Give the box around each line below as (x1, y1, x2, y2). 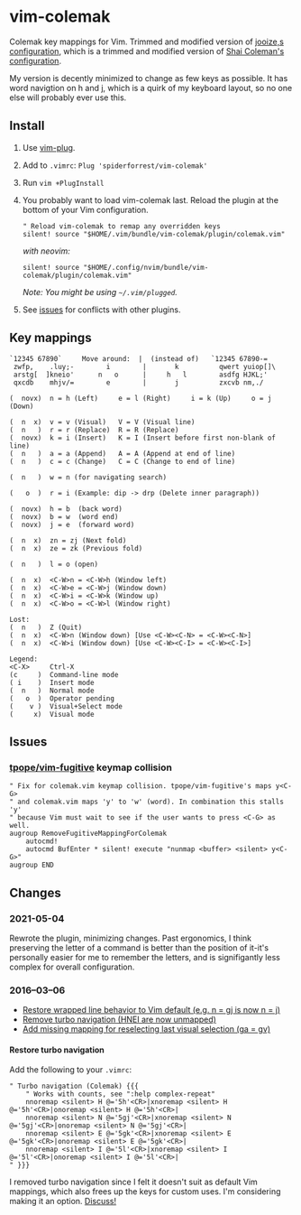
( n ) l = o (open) (9, 560, 99, 569)
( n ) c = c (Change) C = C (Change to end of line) (9, 457, 236, 466)
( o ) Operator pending (9, 693, 115, 703)
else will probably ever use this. (9, 92, 127, 103)
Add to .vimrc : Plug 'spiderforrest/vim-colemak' (22, 160, 208, 171)
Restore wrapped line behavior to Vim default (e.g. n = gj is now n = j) (22, 1005, 281, 1016)
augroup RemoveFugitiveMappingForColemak (9, 829, 168, 839)
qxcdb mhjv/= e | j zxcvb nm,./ (13, 377, 264, 387)
